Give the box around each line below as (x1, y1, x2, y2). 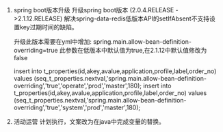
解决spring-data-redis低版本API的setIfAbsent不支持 (64, 14, 210, 23)
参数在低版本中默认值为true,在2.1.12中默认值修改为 (65, 47, 207, 54)
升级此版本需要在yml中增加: (13, 38, 92, 46)
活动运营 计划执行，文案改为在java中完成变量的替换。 (13, 118, 166, 125)
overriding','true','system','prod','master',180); (13, 103, 141, 111)
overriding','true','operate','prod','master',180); (13, 81, 142, 90)
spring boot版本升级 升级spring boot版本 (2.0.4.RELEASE (13, 6, 174, 14)
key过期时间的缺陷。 (19, 23, 78, 31)
